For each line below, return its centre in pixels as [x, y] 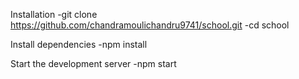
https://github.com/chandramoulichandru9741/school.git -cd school [150, 25]
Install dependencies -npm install [79, 44]
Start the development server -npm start [93, 63]
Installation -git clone [54, 14]
